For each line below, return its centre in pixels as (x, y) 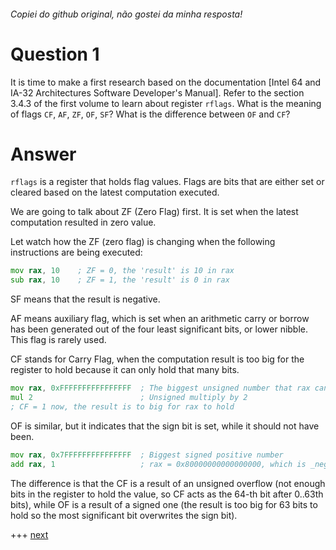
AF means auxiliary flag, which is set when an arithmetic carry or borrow (160, 319)
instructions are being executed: (76, 252)
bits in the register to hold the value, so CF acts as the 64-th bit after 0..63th (167, 494)
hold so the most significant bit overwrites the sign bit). (124, 515)
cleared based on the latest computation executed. (115, 192)
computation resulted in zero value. (83, 222)
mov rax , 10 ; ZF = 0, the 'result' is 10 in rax (122, 271)
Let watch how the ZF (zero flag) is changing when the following (143, 242)
